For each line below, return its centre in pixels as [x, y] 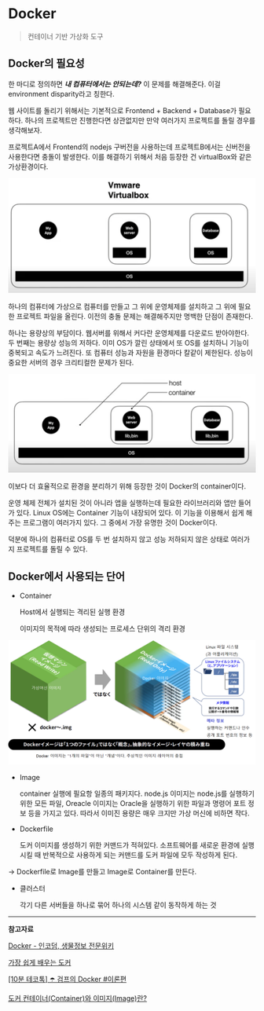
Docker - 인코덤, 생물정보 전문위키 [61, 946]
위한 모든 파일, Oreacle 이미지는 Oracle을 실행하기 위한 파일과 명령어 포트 [133, 804]
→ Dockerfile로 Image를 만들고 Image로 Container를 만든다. [103, 872]
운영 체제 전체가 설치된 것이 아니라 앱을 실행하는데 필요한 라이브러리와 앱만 [123, 503]
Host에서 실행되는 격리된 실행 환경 [72, 612]
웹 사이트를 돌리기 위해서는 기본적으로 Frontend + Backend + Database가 [123, 110]
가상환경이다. [28, 167]
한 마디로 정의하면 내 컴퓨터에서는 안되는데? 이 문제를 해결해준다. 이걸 [115, 84]
